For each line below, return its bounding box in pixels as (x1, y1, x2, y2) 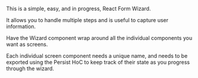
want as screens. (6, 41, 48, 48)
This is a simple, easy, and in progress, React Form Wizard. (6, 5, 151, 12)
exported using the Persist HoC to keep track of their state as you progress (6, 59, 190, 65)
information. (6, 23, 36, 30)
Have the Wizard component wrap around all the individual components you (6, 35, 193, 41)
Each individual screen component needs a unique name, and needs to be (6, 52, 188, 59)
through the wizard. (6, 65, 55, 72)
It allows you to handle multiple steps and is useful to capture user (6, 17, 168, 23)
